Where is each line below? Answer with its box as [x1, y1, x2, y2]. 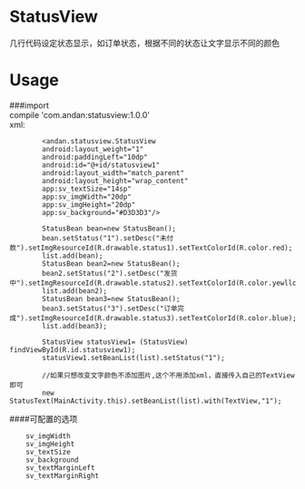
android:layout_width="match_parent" [42, 168, 184, 178]
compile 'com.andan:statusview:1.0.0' [9, 109, 151, 120]
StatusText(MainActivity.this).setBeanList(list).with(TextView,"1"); [9, 396, 282, 406]
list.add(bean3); [42, 321, 107, 330]
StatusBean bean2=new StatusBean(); [42, 259, 181, 269]
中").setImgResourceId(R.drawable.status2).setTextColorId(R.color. [9, 279, 272, 288]
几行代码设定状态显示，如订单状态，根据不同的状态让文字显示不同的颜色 [9, 37, 280, 48]
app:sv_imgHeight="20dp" [42, 200, 136, 210]
